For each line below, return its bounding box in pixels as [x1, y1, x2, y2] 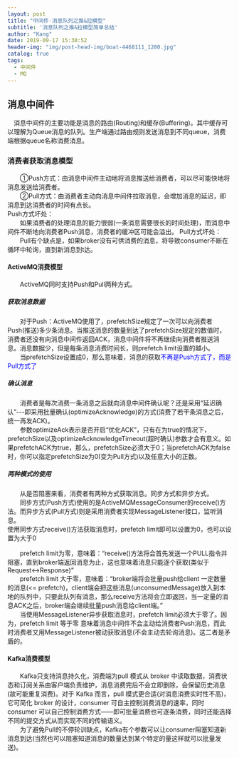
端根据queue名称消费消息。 [7, 136, 89, 145]
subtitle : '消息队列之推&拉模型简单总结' [7, 24, 118, 31]
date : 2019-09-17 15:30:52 [7, 37, 87, 44]
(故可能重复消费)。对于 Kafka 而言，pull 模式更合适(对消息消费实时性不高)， [7, 689, 230, 698]
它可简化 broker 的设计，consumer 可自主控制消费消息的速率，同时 [7, 698, 205, 707]
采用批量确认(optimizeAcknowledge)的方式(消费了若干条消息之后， [31, 408, 228, 416]
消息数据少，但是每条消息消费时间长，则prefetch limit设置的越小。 [19, 343, 215, 352]
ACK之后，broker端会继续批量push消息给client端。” [13, 601, 164, 610]
